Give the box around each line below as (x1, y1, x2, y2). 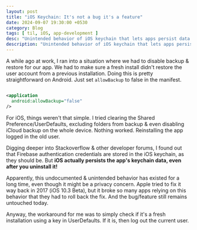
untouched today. (6, 199, 49, 206)
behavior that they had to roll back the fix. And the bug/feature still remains (6, 193, 188, 200)
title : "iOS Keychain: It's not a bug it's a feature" (6, 14, 143, 20)
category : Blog (6, 25, 43, 31)
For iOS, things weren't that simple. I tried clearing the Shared (6, 114, 155, 121)
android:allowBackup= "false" (11, 98, 83, 104)
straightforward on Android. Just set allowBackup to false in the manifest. (6, 76, 182, 83)
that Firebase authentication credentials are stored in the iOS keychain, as (6, 150, 185, 157)
